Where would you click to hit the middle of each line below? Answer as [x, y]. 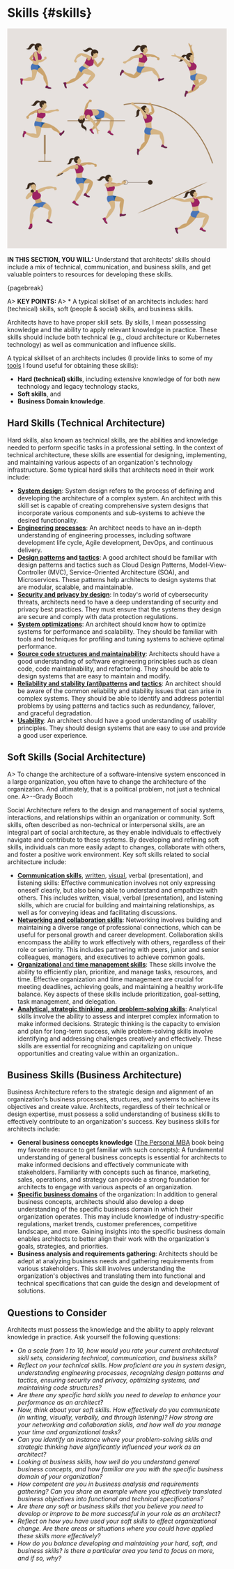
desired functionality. [48, 520]
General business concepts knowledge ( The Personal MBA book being [120, 1143]
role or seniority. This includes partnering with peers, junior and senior [118, 949]
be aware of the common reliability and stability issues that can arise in [119, 691]
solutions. [31, 1291]
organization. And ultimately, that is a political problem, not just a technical [114, 789]
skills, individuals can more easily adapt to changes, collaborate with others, [117, 847]
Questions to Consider [57, 1313]
